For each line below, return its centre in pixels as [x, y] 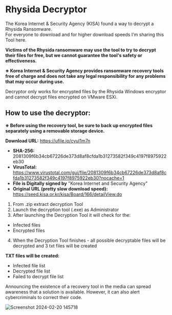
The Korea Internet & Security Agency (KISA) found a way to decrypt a [80, 24]
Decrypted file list [31, 271]
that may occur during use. [35, 81]
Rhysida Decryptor [46, 9]
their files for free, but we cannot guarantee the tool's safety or [74, 55]
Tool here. [16, 40]
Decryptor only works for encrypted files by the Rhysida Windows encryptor [86, 91]
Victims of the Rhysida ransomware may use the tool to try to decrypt [81, 50]
